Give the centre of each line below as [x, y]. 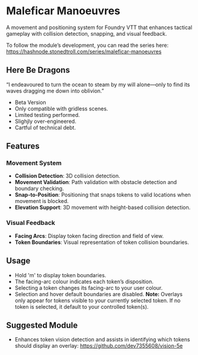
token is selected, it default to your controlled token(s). [82, 306]
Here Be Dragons [38, 70]
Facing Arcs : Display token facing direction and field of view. [89, 236]
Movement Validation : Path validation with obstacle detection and [96, 182]
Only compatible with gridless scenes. [61, 109]
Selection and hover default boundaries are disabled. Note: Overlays [98, 294]
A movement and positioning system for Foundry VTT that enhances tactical [99, 27]
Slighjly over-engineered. [45, 121]
